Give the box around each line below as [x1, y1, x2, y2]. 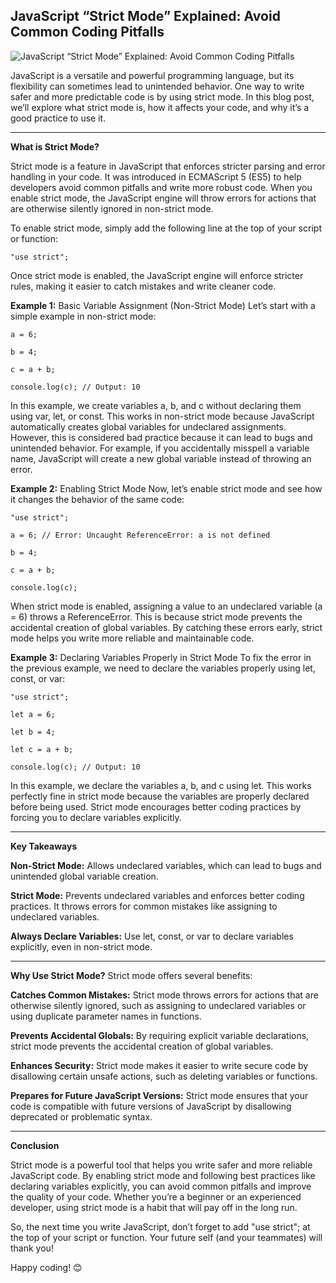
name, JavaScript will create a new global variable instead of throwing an [10, 452, 312, 464]
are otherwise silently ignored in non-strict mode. [10, 202, 214, 214]
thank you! [10, 1242, 54, 1254]
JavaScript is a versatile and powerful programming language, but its [10, 69, 295, 81]
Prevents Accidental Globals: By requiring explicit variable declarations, [10, 1029, 310, 1041]
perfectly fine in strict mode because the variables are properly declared [10, 790, 310, 802]
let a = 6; [10, 709, 56, 719]
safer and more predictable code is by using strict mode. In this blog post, [10, 90, 315, 103]
